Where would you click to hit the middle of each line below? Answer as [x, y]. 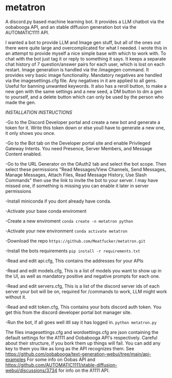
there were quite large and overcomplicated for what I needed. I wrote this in [86, 48]
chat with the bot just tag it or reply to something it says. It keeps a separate [85, 58]
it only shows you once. [30, 133]
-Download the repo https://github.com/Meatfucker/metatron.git [75, 241]
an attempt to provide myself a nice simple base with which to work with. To [86, 53]
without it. [16, 297]
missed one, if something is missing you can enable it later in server [77, 186]
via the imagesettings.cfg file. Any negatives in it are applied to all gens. [81, 81]
